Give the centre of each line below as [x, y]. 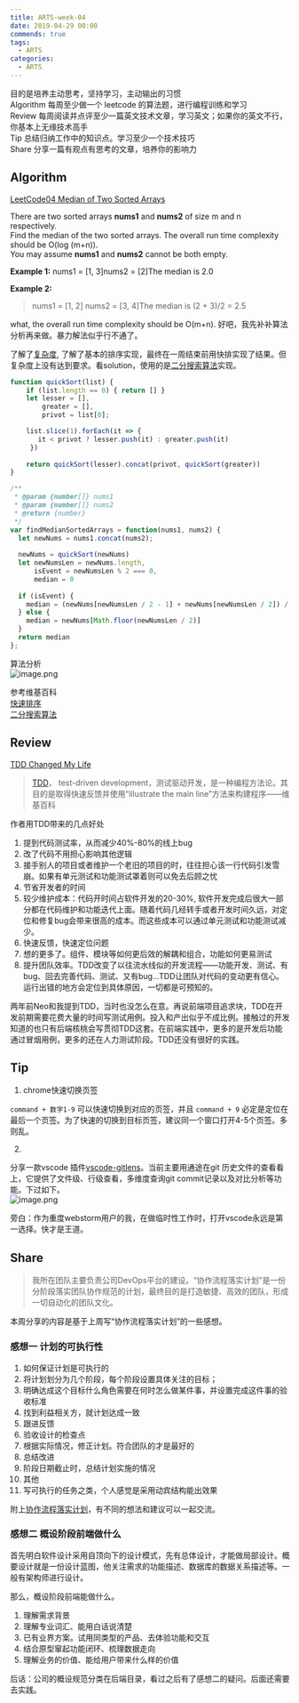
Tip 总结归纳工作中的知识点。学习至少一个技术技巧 [102, 138]
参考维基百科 [33, 692]
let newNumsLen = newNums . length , [82, 563]
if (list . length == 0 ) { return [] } [96, 390]
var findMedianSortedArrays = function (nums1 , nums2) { [115, 530]
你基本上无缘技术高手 [49, 126]
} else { [34, 613]
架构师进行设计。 [56, 1577]
